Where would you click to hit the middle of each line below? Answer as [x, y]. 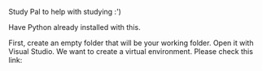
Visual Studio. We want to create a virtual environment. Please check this [131, 51]
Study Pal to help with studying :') [65, 12]
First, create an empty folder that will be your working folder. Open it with [131, 43]
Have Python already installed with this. [74, 27]
